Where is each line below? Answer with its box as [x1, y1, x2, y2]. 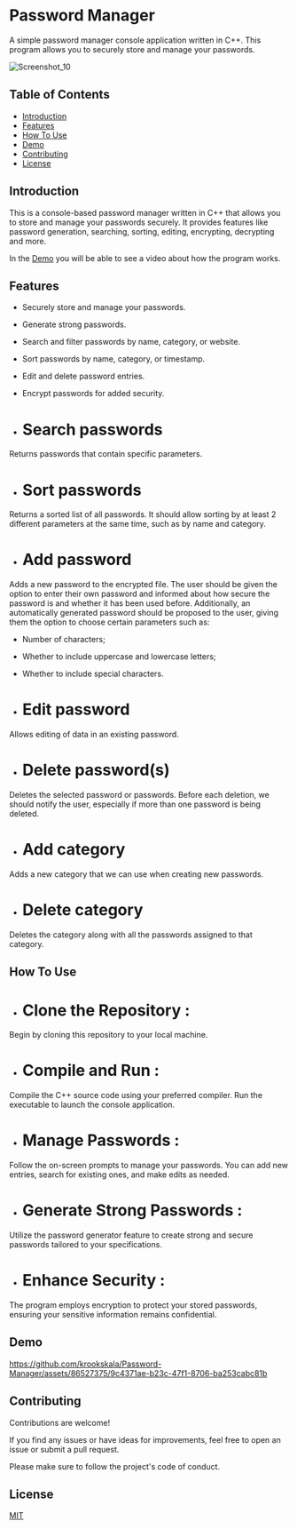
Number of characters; [21, 634, 106, 645]
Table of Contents [9, 87, 111, 102]
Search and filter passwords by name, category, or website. [21, 337, 241, 347]
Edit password [21, 699, 130, 720]
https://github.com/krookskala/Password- [9, 1358, 162, 1369]
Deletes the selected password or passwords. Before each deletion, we [9, 790, 270, 800]
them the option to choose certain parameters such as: [9, 617, 210, 627]
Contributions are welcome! [9, 1417, 111, 1428]
